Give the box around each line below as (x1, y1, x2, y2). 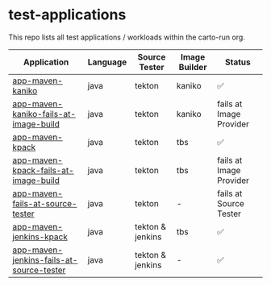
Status (224, 56, 252, 68)
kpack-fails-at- (12, 164, 74, 176)
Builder (178, 61, 207, 73)
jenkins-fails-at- (12, 254, 78, 265)
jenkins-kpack (12, 231, 69, 242)
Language (87, 56, 127, 68)
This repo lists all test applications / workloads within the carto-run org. (8, 32, 246, 42)
